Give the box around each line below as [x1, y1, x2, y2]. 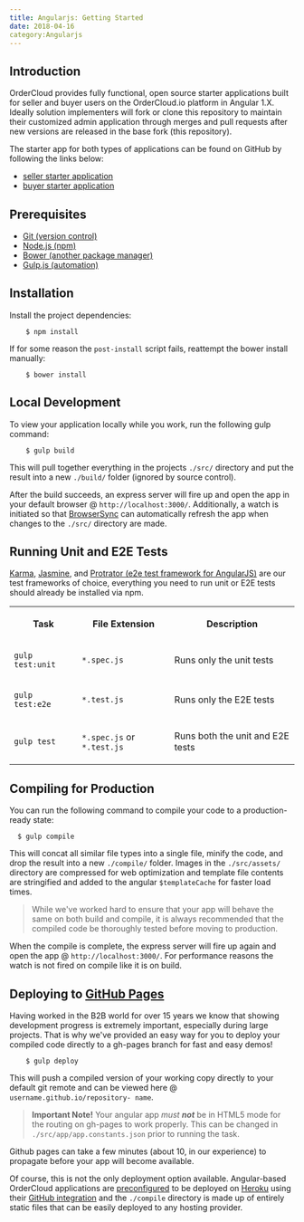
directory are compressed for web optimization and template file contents [9, 867, 284, 878]
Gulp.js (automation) [22, 260, 100, 270]
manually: [9, 352, 46, 363]
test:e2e [14, 699, 52, 710]
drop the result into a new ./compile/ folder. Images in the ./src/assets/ [9, 857, 281, 869]
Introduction [9, 63, 81, 79]
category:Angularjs [9, 30, 83, 39]
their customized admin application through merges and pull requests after [9, 117, 288, 128]
